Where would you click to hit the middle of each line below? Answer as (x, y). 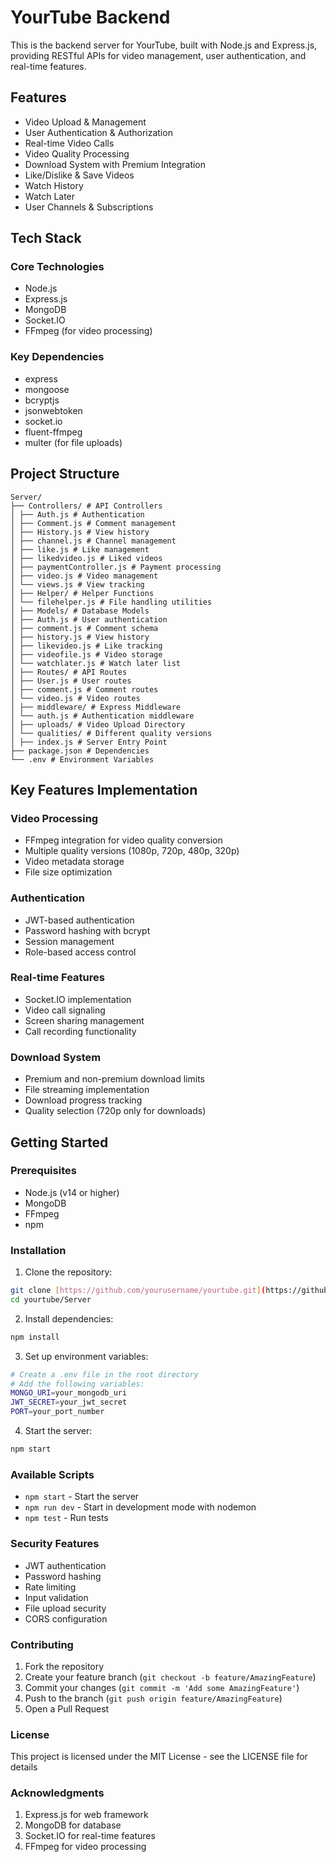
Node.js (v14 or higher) (72, 1192)
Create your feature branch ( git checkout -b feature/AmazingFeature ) (170, 1677)
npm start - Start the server (82, 1497)
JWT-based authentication (79, 920)
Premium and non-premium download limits (115, 1079)
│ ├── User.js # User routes (71, 681)
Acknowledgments (57, 1793)
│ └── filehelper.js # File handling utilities (111, 602)
